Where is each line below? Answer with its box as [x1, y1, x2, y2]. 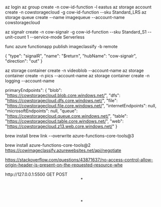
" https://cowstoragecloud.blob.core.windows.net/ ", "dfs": [5, 92, 121, 98]
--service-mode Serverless [30, 34, 85, 40]
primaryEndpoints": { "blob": [5, 87, 62, 93]
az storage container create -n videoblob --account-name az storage [5, 68, 144, 73]
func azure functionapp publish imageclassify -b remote [5, 44, 118, 49]
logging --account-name [5, 78, 55, 84]
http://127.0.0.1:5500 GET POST [5, 172, 68, 177]
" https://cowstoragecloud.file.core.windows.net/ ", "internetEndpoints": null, [5, 103, 157, 108]
